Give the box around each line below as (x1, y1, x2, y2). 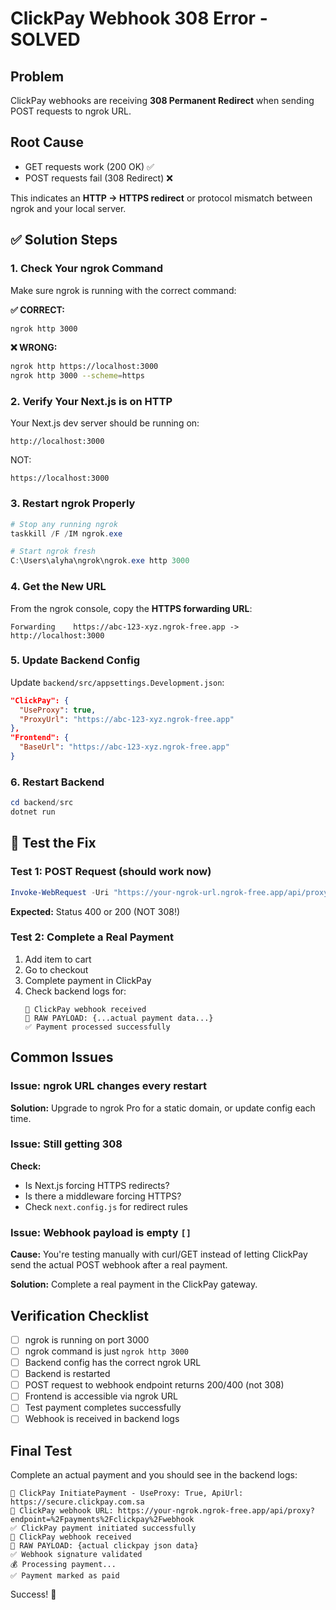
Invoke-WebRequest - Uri (10, 887, 110, 897)
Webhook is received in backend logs (24, 1413, 180, 1425)
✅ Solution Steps (10, 232, 118, 249)
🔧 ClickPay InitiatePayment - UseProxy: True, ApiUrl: (10, 1488, 244, 1499)
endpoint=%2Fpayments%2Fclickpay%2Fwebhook (10, 1515, 195, 1525)
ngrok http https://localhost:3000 (10, 362, 159, 372)
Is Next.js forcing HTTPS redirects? (24, 1179, 170, 1191)
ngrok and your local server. (10, 202, 127, 214)
